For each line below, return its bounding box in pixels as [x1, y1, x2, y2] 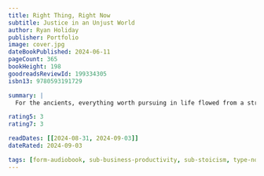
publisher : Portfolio [8, 33, 79, 42]
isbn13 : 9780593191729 [8, 77, 82, 85]
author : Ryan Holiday [8, 26, 79, 34]
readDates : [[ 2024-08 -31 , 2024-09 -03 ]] [8, 134, 139, 142]
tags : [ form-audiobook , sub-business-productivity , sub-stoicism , [8, 156, 230, 163]
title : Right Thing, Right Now [8, 11, 111, 20]
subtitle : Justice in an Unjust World [8, 19, 135, 27]
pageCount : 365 [8, 56, 58, 64]
